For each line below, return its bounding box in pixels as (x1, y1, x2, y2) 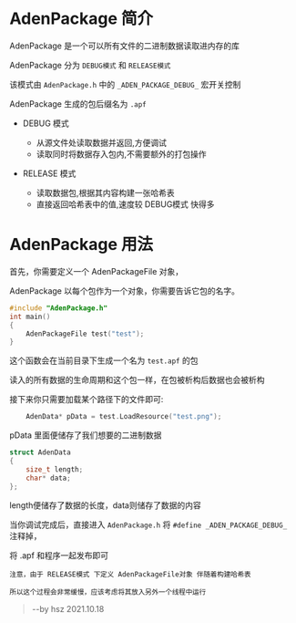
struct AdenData (9, 448, 71, 457)
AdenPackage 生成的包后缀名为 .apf (9, 98, 148, 109)
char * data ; (26, 473, 71, 483)
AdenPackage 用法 (9, 234, 154, 255)
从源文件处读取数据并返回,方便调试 (36, 137, 167, 148)
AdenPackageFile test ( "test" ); (26, 329, 145, 338)
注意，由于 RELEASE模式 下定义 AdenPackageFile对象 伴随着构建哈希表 (9, 569, 251, 579)
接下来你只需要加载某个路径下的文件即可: (9, 394, 164, 405)
